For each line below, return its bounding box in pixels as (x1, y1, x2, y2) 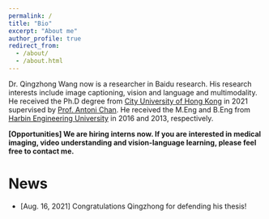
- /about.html (15, 57, 63, 65)
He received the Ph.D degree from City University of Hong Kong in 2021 (8, 96, 249, 106)
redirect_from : (8, 42, 60, 50)
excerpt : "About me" (8, 27, 79, 35)
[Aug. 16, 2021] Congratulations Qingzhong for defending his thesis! (19, 201, 247, 211)
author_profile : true (8, 34, 82, 43)
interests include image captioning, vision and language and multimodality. (8, 87, 258, 97)
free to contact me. (8, 146, 75, 156)
